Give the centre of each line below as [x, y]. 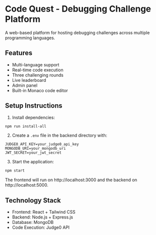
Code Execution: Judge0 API [41, 227]
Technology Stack [33, 200]
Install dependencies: [33, 117]
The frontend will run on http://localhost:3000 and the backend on [71, 180]
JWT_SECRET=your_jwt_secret [33, 153]
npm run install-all [26, 126]
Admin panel [25, 85]
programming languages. [30, 38]
